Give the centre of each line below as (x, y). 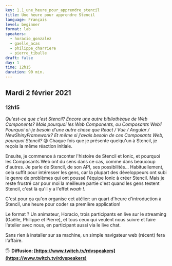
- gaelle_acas (25, 44)
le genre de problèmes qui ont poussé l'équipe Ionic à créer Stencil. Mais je (85, 178)
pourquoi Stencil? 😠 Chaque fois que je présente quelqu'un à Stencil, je (81, 140)
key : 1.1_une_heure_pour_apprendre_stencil (53, 10)
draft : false (19, 58)
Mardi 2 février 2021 (38, 93)
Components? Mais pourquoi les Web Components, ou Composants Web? (84, 124)
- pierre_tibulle (28, 53)
